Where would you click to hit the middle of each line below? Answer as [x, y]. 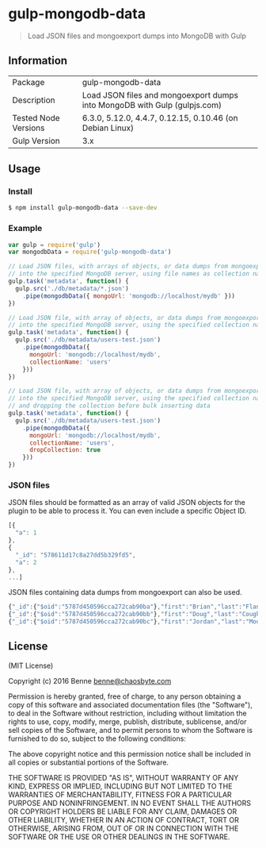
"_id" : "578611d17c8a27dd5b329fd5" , [76, 555]
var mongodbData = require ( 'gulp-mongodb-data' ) [90, 252]
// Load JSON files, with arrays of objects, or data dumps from [118, 267]
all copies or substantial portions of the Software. [88, 762]
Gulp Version [36, 141]
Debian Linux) [108, 128]
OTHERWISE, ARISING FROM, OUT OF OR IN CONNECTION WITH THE [123, 828]
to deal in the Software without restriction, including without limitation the [127, 713]
